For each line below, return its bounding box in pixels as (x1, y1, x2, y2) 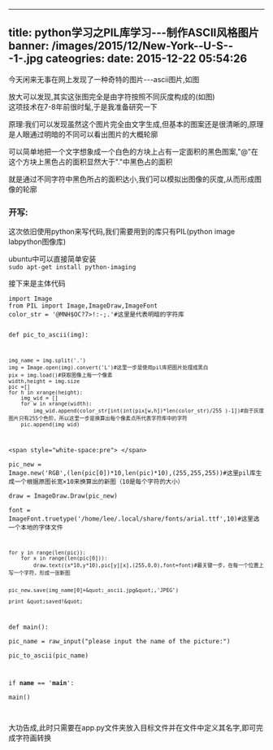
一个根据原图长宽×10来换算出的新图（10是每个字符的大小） (14, 477, 184, 486)
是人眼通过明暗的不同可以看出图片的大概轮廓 (8, 129, 158, 139)
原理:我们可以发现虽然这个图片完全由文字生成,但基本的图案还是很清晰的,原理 (8, 119, 264, 129)
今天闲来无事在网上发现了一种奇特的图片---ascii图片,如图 (8, 74, 200, 84)
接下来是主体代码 (8, 278, 66, 289)
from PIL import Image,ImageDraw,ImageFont (8, 302, 158, 310)
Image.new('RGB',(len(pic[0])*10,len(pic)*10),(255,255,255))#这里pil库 (8, 469, 256, 477)
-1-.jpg (8, 52, 43, 66)
